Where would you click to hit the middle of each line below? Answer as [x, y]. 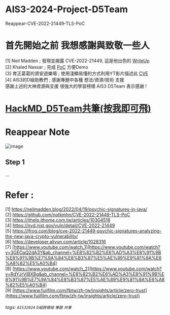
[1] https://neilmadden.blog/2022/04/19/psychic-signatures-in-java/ [76, 209]
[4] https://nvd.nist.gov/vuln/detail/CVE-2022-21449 [60, 225]
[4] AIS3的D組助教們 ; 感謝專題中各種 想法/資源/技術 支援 [65, 79]
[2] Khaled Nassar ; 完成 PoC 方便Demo [47, 67]
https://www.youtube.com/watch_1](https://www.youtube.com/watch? [87, 247]
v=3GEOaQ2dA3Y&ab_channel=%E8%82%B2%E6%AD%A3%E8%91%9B [83, 252]
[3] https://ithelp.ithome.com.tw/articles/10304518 [58, 220]
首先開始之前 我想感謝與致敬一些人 [77, 46]
